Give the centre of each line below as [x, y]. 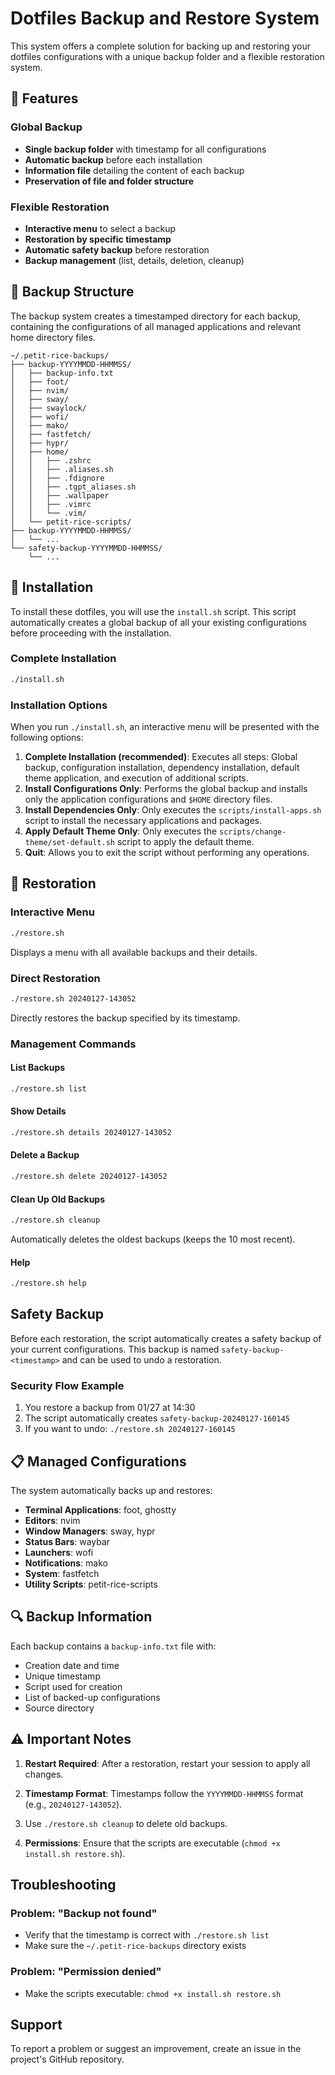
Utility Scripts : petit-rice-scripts [91, 1584]
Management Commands [73, 1044]
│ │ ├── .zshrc [51, 460]
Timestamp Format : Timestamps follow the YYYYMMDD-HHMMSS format [164, 1793]
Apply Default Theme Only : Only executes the [121, 831]
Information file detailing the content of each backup [134, 170]
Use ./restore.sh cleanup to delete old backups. [126, 1823]
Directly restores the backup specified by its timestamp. [125, 1018]
